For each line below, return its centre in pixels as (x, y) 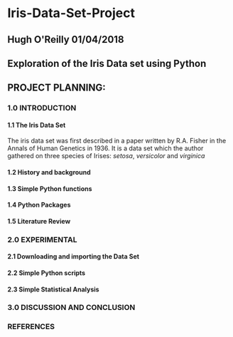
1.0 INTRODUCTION (42, 108)
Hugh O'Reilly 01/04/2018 (66, 40)
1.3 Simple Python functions (50, 188)
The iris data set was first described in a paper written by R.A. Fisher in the (117, 141)
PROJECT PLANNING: (56, 88)
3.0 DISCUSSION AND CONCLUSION (71, 308)
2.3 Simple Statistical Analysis (53, 289)
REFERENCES (31, 327)
